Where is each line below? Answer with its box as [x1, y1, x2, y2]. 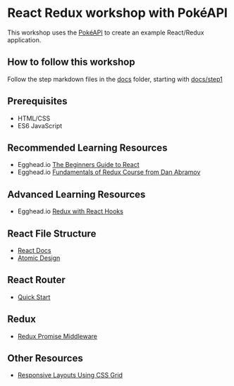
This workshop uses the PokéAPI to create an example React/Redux [7, 28, 204, 37]
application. [7, 35, 42, 44]
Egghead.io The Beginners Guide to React [17, 161, 140, 169]
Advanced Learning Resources [7, 188, 146, 200]
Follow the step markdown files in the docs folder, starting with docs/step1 [7, 75, 223, 83]
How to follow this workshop [7, 56, 135, 68]
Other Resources [7, 352, 83, 364]
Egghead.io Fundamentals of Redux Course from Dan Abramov [17, 168, 201, 177]
